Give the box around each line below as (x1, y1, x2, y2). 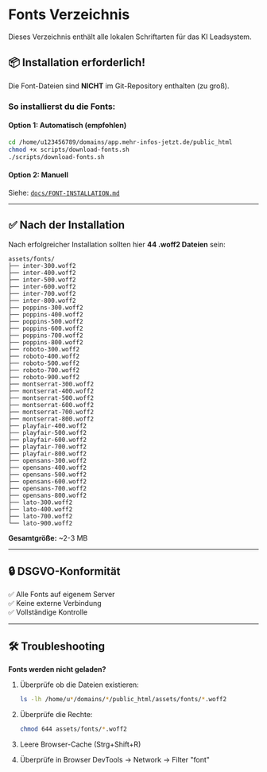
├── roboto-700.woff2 (8, 366, 80, 374)
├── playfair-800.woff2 (8, 449, 87, 458)
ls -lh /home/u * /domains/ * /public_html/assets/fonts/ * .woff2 (19, 696, 227, 704)
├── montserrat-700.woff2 (8, 408, 94, 416)
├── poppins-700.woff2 (8, 332, 83, 339)
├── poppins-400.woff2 (8, 310, 83, 319)
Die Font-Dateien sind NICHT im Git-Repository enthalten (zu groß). (8, 81, 230, 91)
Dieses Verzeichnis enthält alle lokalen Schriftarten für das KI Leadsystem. (8, 32, 252, 41)
